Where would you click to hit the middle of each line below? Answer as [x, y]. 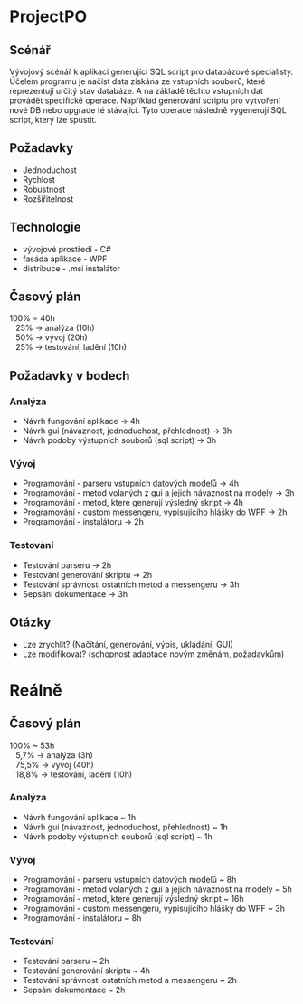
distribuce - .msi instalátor [71, 268]
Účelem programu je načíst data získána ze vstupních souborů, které [137, 81]
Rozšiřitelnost [48, 199]
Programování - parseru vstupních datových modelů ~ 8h [129, 880]
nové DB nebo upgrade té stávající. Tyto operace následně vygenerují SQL [148, 110]
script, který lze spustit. [53, 120]
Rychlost [39, 179]
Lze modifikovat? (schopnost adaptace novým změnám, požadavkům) [153, 654]
